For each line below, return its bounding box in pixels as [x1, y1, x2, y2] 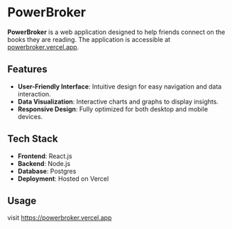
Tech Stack [7, 133, 58, 145]
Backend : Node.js [17, 159, 71, 167]
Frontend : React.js [17, 152, 72, 160]
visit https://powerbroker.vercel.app [7, 213, 112, 222]
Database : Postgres [17, 167, 77, 175]
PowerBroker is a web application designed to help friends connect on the [7, 28, 226, 36]
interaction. [17, 89, 51, 98]
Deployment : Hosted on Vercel [17, 174, 109, 183]
